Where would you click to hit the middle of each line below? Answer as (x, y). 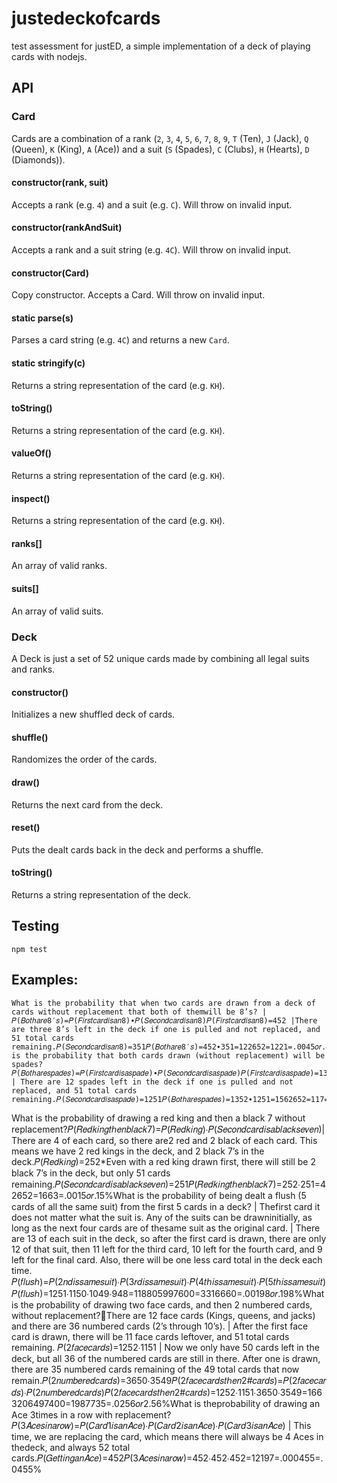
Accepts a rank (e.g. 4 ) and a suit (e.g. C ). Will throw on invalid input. (152, 204)
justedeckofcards (86, 18)
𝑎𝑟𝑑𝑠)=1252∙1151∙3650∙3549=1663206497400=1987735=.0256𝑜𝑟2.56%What (167, 1392)
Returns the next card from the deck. (87, 804)
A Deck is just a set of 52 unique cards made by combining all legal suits (160, 658)
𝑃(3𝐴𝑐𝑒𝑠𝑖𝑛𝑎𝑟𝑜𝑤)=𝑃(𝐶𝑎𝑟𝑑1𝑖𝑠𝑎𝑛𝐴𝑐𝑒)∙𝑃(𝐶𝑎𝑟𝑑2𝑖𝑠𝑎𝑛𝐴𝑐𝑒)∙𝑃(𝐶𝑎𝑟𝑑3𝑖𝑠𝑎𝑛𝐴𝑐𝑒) (148, 1425)
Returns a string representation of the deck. (101, 894)
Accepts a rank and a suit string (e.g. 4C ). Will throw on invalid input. (151, 250)
